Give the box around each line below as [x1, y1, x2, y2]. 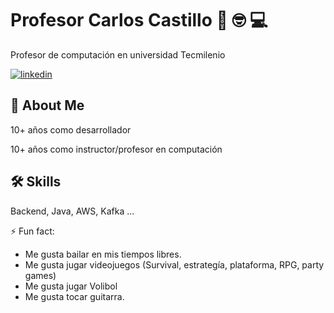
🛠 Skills [10, 173, 62, 191]
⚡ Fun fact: [10, 225, 55, 237]
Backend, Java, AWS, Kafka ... [10, 205, 135, 217]
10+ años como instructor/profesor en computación [10, 143, 223, 155]
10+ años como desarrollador [10, 123, 132, 136]
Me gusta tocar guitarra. [24, 290, 125, 302]
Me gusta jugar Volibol [24, 280, 118, 292]
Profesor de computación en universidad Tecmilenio [10, 48, 226, 61]
